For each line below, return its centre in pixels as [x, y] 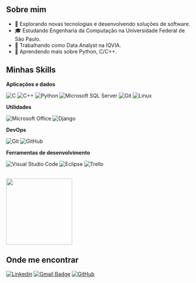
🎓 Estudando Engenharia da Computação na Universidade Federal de [100, 30]
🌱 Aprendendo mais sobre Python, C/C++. [66, 51]
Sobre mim [26, 10]
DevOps [16, 129]
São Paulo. [28, 39]
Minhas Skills [31, 70]
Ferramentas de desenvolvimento [48, 152]
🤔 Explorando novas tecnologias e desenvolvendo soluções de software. [102, 24]
